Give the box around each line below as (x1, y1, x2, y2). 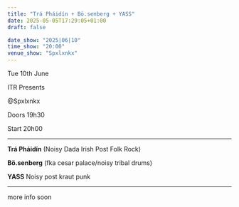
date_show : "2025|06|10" (7, 36, 81, 43)
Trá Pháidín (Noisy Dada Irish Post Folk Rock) (7, 145, 141, 153)
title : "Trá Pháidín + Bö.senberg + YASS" (7, 10, 135, 18)
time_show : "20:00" (7, 43, 65, 51)
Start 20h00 (7, 124, 43, 132)
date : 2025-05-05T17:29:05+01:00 (7, 17, 107, 24)
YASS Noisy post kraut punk (7, 172, 91, 181)
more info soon (7, 193, 52, 201)
